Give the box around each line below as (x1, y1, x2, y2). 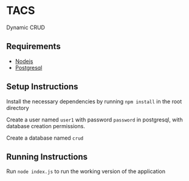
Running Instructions (6, 151, 88, 162)
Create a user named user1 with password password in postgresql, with (6, 116, 184, 123)
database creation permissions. (6, 122, 85, 129)
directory (6, 104, 29, 111)
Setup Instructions (6, 81, 78, 92)
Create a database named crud (6, 134, 84, 142)
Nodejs (15, 57, 33, 64)
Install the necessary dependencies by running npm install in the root (6, 98, 182, 105)
